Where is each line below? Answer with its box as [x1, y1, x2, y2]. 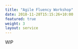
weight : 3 [5, 21, 26, 26]
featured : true [5, 16, 36, 21]
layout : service [5, 26, 38, 31]
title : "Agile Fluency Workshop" [5, 7, 74, 12]
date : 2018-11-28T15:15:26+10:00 [5, 12, 74, 17]
